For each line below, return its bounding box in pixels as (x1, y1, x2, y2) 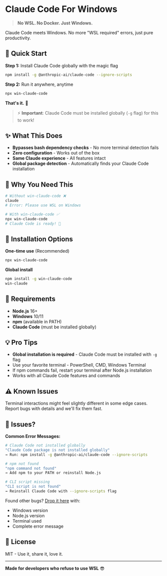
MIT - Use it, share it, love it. (5, 551, 63, 557)
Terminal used (12, 518, 42, 524)
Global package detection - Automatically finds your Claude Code (12, 160, 149, 166)
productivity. (5, 35, 31, 41)
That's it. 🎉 (5, 100, 28, 106)
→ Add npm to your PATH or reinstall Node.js (5, 470, 101, 475)
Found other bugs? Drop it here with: (5, 497, 81, 504)
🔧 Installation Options (5, 235, 73, 243)
